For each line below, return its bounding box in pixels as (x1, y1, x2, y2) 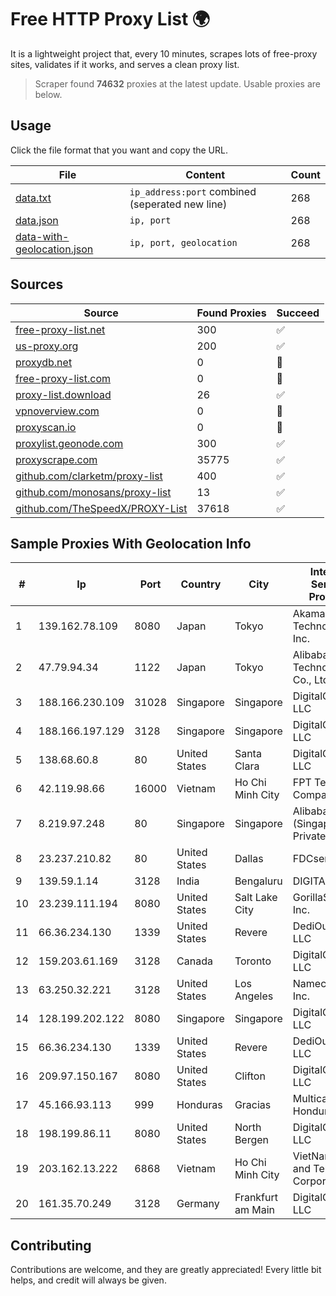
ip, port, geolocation (129, 237, 238, 248)
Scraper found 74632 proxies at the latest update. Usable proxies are (34, 77, 321, 90)
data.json (15, 213, 59, 227)
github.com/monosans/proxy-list (15, 485, 172, 499)
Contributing (10, 1237, 92, 1254)
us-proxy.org (15, 339, 79, 353)
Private (292, 829, 327, 843)
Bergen (234, 1133, 270, 1147)
